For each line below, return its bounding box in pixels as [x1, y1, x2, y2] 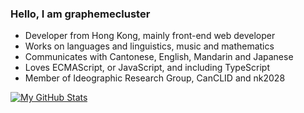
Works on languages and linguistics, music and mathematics [24, 40, 275, 52]
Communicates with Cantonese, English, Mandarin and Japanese [24, 51, 294, 63]
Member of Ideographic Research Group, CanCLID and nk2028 [24, 72, 286, 84]
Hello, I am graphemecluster [10, 7, 151, 21]
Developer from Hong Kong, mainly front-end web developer [24, 30, 276, 42]
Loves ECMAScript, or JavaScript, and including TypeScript [24, 62, 271, 74]
